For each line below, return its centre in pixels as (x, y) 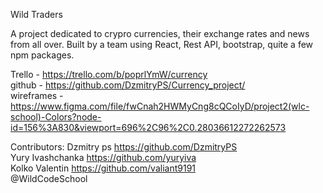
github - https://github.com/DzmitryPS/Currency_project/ (128, 85)
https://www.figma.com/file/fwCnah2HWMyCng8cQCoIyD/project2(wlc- (160, 106)
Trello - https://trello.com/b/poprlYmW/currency (109, 74)
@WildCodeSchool (49, 178)
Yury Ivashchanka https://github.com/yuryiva (103, 157)
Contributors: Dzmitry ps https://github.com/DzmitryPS (124, 147)
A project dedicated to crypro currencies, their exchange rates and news (160, 33)
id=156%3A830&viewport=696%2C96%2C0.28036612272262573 (148, 127)
